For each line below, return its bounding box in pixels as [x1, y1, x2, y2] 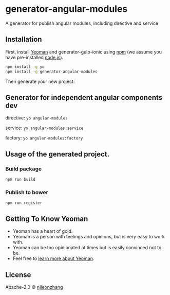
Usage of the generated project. [5, 150, 110, 159]
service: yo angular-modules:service [5, 125, 84, 131]
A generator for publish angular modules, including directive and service [5, 20, 159, 26]
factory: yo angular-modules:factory [5, 135, 83, 141]
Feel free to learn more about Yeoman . [12, 255, 95, 262]
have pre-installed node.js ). [5, 54, 64, 60]
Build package [5, 165, 42, 172]
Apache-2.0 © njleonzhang [5, 284, 63, 290]
